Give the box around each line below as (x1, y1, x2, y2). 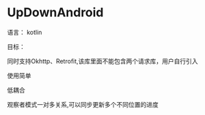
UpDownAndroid (7, 5, 104, 20)
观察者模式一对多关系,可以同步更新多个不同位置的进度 (7, 100, 159, 108)
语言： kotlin (7, 28, 42, 36)
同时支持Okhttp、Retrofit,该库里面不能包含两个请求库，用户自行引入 (7, 56, 198, 65)
